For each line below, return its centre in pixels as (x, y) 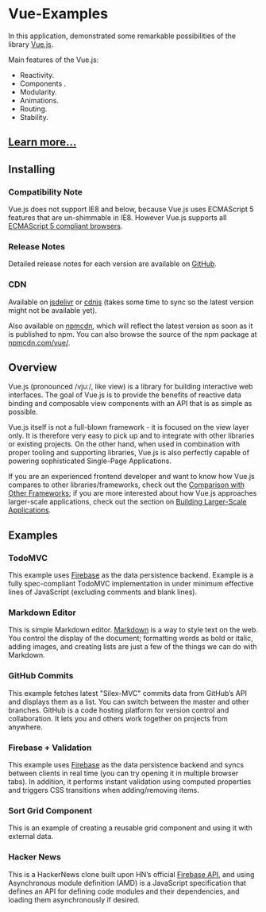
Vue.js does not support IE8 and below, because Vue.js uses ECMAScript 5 (131, 209)
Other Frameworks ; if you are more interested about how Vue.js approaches (133, 493)
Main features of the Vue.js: (54, 60)
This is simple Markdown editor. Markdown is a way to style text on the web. (133, 630)
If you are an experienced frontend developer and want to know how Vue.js (132, 477)
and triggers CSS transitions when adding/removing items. (104, 790)
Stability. (34, 117)
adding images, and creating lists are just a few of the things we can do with (133, 647)
